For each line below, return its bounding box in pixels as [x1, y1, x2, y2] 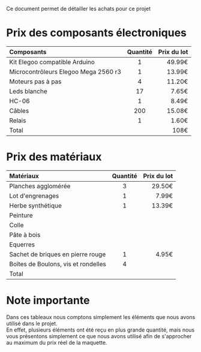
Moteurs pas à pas [9, 77, 62, 86]
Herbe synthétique [9, 201, 62, 209]
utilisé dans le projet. [6, 320, 58, 327]
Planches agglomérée [9, 182, 71, 190]
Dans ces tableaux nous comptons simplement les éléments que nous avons [6, 313, 196, 320]
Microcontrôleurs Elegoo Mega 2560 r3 [9, 67, 122, 76]
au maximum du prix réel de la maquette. [6, 339, 107, 346]
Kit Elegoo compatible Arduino [9, 58, 95, 66]
